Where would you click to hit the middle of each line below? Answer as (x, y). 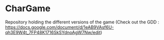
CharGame (28, 9)
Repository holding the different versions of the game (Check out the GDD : (82, 22)
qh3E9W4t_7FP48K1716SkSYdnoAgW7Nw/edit (53, 32)
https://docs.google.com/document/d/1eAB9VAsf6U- (60, 27)
